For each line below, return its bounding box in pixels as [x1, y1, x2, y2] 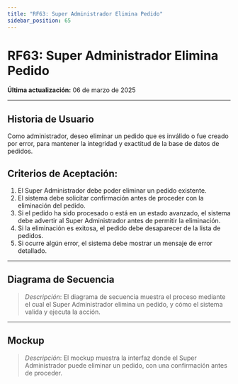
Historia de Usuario [7, 113, 94, 125]
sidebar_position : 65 [7, 17, 72, 24]
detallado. [17, 247, 47, 255]
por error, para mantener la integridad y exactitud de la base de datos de [7, 140, 220, 148]
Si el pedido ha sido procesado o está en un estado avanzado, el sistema [17, 209, 231, 218]
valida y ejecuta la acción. [24, 307, 101, 316]
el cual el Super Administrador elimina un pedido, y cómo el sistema [24, 300, 223, 308]
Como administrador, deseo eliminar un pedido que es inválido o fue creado [7, 132, 229, 140]
